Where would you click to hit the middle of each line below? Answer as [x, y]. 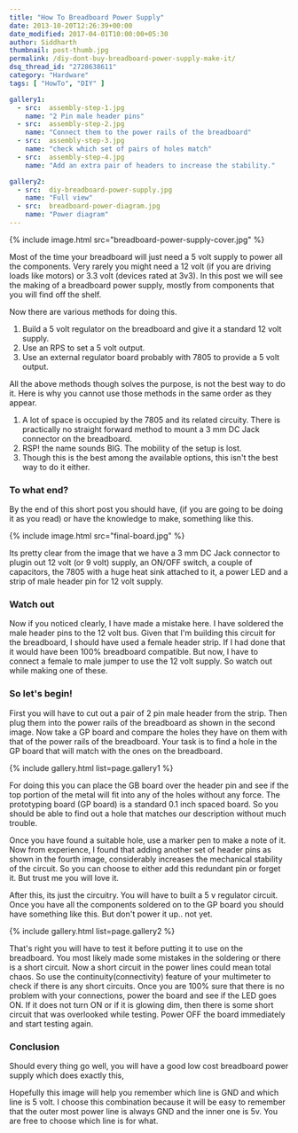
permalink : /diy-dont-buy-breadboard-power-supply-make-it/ [123, 59]
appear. [23, 402]
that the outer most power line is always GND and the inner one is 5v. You [144, 1112]
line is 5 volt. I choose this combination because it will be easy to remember [148, 1102]
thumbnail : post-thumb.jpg [59, 51]
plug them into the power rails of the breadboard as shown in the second [142, 722]
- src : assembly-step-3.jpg [71, 141]
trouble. [24, 822]
